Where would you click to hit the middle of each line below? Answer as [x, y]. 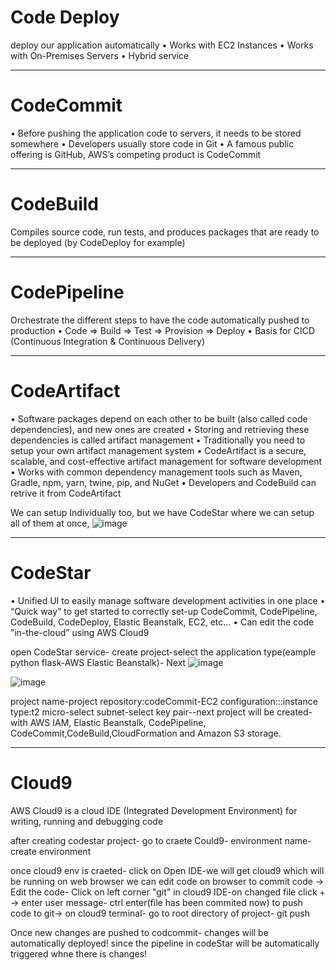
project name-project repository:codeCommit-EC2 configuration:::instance [164, 701]
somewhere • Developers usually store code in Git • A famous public [152, 143]
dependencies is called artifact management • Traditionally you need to [158, 440]
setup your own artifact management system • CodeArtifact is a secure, [158, 450]
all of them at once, [50, 523]
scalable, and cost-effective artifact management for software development [166, 461]
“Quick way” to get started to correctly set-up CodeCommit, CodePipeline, [164, 611]
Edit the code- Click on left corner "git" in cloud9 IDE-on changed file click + [168, 892]
